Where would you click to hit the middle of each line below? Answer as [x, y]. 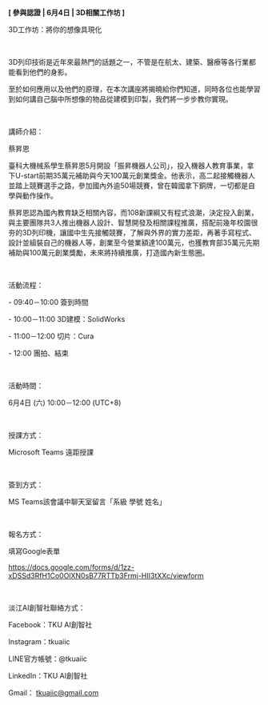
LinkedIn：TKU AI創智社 [48, 676]
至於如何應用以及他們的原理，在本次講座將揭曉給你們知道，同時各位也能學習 [134, 89]
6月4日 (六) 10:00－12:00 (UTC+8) [65, 403]
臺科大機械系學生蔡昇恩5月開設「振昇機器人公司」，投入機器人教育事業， [128, 166]
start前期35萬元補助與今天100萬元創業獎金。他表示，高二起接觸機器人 [140, 176]
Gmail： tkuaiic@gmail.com [54, 693]
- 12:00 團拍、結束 [39, 353]
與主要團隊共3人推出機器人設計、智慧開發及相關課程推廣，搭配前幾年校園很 [133, 222]
